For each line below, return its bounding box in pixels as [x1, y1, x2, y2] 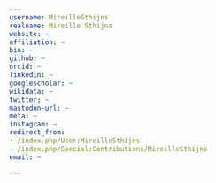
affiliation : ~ [9, 37, 66, 47]
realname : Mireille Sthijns [9, 21, 113, 30]
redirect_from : [9, 128, 66, 137]
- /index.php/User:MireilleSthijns [9, 136, 141, 145]
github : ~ [9, 54, 46, 63]
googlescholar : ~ [9, 79, 73, 88]
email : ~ [9, 152, 42, 162]
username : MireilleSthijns [9, 12, 109, 22]
